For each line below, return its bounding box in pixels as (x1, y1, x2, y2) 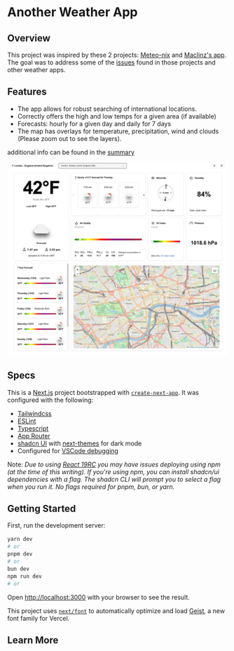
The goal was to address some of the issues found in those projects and (7, 58, 216, 67)
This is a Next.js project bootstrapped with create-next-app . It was (7, 388, 200, 396)
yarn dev (7, 536, 33, 543)
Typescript (17, 424, 49, 432)
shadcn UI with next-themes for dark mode (17, 439, 142, 448)
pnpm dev (7, 551, 33, 558)
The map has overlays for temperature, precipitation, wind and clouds (17, 127, 219, 135)
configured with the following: (7, 396, 94, 404)
